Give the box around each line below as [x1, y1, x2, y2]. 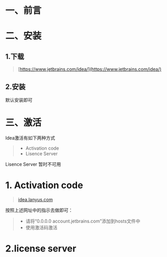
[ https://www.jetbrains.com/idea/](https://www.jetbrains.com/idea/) [17, 66, 162, 72]
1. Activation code [5, 179, 83, 191]
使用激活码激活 [25, 224, 58, 230]
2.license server [5, 243, 77, 254]
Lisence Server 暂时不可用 [5, 161, 61, 167]
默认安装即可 [5, 97, 32, 103]
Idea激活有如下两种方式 [5, 135, 55, 141]
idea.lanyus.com [17, 196, 53, 203]
